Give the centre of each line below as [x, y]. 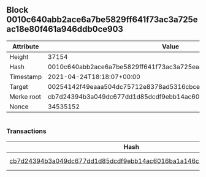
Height [19, 56]
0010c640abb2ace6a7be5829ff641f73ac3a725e [102, 20]
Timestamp [26, 77]
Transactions [27, 131]
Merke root [25, 96]
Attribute [25, 47]
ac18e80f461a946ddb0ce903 [65, 29]
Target [19, 86]
